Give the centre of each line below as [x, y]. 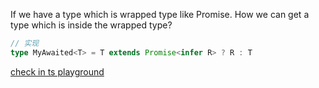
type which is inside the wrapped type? [91, 25]
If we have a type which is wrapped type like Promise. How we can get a [160, 14]
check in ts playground [57, 71]
